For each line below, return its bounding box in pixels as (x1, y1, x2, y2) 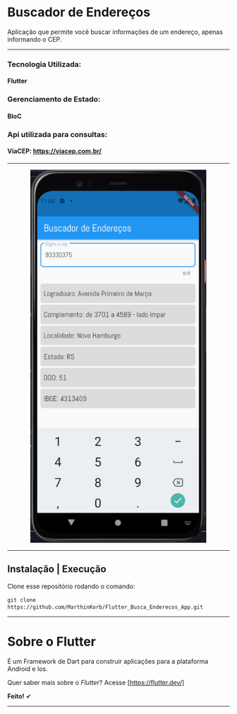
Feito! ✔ (7, 691, 32, 700)
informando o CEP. (7, 35, 62, 43)
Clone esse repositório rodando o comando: (7, 582, 135, 590)
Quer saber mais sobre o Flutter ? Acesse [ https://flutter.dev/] (7, 678, 185, 686)
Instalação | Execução (7, 563, 107, 576)
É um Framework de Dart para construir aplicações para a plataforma (7, 657, 209, 665)
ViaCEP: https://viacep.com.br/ (7, 147, 102, 155)
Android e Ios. (7, 665, 48, 673)
